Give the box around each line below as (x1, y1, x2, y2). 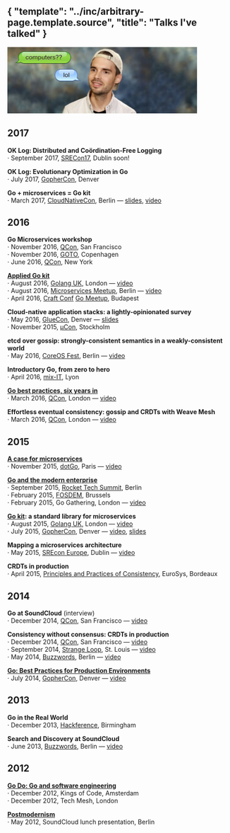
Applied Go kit (7, 272, 50, 280)
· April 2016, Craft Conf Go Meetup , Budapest (7, 294, 139, 303)
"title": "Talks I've (116, 17, 198, 29)
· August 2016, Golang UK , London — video (7, 279, 133, 287)
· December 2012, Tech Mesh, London (7, 796, 119, 805)
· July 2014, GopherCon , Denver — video (7, 674, 126, 682)
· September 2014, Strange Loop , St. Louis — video (7, 645, 157, 654)
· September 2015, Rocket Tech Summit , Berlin (7, 483, 143, 492)
